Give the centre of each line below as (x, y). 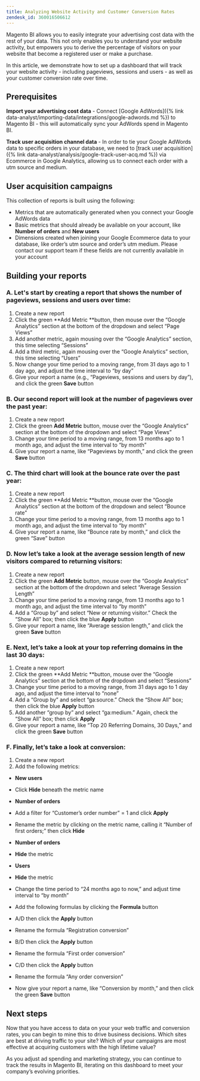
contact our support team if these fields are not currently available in (99, 251)
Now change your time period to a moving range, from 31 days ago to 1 (102, 364)
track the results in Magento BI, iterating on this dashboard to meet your (95, 1065)
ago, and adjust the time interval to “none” (67, 693)
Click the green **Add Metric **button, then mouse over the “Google (100, 320)
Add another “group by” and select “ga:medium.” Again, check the (96, 712)
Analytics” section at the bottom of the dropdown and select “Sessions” (103, 680)
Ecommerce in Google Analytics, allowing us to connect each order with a (97, 161)
